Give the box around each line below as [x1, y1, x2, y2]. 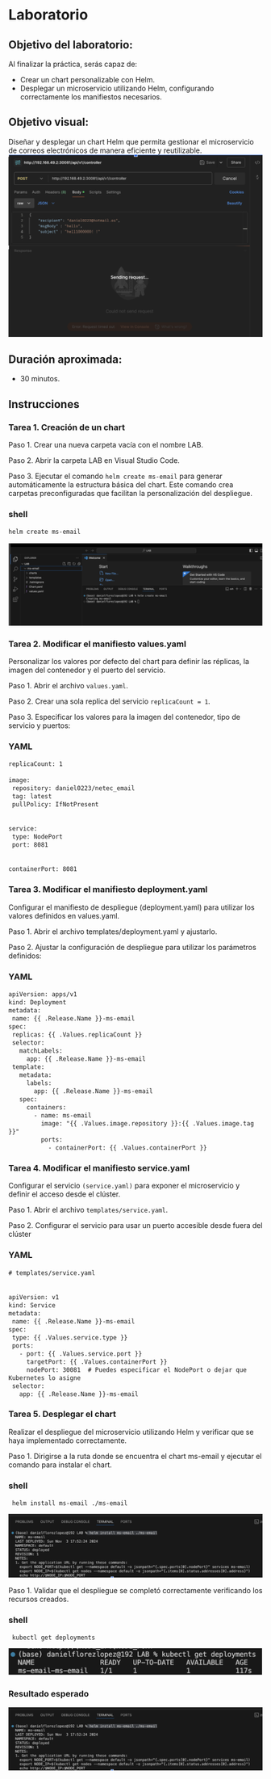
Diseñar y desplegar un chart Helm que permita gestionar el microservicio [8, 137, 254, 146]
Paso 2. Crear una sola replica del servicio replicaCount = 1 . [8, 696, 211, 706]
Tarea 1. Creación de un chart [8, 422, 126, 433]
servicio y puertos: [8, 721, 71, 730]
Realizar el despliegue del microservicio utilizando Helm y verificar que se [8, 1427, 254, 1436]
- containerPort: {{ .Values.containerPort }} [48, 1143, 207, 1152]
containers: [26, 1103, 67, 1112]
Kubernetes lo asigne [8, 1373, 81, 1382]
